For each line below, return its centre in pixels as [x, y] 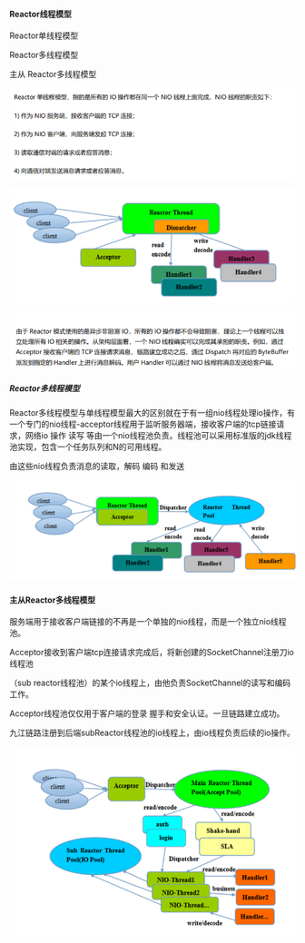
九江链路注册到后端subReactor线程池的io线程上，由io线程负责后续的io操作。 [152, 733]
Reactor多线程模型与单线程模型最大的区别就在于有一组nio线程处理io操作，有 [152, 413]
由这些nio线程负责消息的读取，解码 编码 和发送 [97, 467]
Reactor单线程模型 [44, 35]
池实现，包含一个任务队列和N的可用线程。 [88, 447]
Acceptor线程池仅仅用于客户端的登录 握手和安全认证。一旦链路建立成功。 [147, 713]
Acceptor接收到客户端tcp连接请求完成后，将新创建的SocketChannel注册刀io [152, 653]
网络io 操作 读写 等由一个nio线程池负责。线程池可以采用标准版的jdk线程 [158, 436]
